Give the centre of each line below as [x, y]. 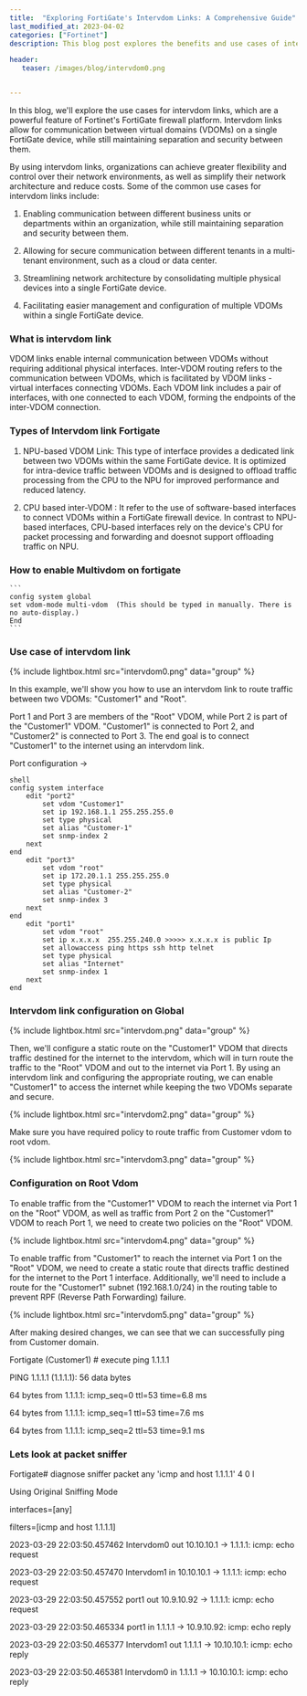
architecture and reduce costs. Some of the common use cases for [136, 186]
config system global [51, 596]
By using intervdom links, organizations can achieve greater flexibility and [148, 167]
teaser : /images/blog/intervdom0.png [94, 68]
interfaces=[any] [41, 1510]
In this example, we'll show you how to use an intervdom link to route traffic [152, 690]
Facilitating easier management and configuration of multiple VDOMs [153, 305]
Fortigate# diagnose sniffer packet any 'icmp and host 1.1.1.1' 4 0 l [132, 1474]
